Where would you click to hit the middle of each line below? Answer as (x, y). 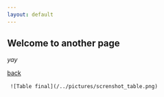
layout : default (30, 14)
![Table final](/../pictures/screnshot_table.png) (84, 87)
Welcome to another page (63, 44)
